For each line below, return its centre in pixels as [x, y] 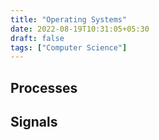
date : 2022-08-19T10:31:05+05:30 [80, 29]
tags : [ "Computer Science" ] [69, 47]
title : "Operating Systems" [69, 19]
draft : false [37, 38]
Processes [44, 87]
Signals [34, 122]
